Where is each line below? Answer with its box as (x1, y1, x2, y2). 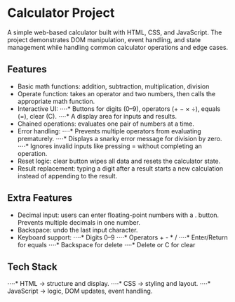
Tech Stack (7, 261, 58, 273)
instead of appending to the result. (17, 171, 118, 180)
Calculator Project (7, 5, 115, 21)
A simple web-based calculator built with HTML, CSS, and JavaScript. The (7, 28, 222, 37)
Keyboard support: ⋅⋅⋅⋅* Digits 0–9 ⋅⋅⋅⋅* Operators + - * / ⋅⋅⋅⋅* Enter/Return (17, 233, 228, 242)
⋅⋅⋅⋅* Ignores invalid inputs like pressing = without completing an (17, 142, 202, 150)
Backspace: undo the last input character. (17, 225, 138, 234)
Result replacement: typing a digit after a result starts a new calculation (17, 164, 223, 173)
